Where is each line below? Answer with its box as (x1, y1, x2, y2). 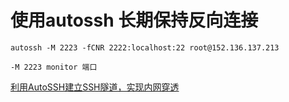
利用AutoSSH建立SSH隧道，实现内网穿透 (10, 81, 180, 93)
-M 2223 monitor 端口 (10, 62, 98, 72)
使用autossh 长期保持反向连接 (10, 9, 259, 32)
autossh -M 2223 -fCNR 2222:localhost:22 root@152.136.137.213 (10, 42, 280, 53)
